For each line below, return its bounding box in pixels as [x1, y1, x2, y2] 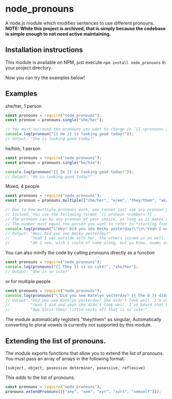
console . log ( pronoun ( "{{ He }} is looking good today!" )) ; [5, 131, 134, 137]
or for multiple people [5, 278, 51, 284]
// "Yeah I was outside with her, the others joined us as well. [5, 236, 166, 241]
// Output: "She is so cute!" [5, 269, 70, 274]
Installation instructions [5, 45, 83, 54]
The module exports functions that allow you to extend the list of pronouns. [5, 350, 164, 356]
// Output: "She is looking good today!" [5, 136, 95, 142]
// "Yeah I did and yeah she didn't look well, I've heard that [5, 302, 164, 308]
